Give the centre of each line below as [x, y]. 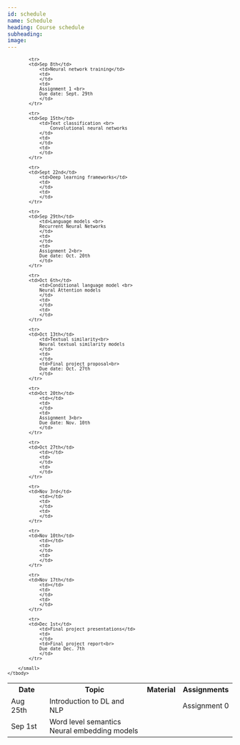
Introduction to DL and [87, 701]
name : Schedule [30, 21]
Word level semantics [85, 722]
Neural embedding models [94, 731]
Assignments [206, 690]
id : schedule [27, 14]
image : [17, 41]
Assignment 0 [206, 706]
